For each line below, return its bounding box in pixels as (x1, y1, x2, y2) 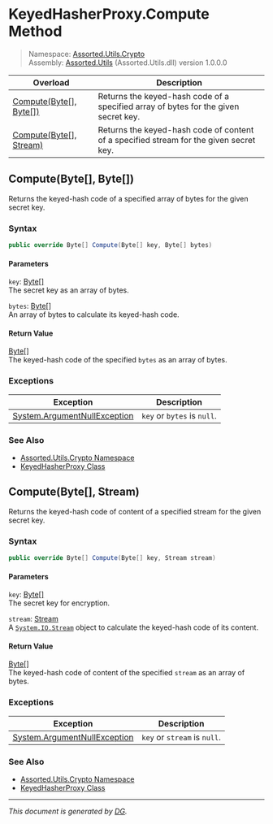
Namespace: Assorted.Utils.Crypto (28, 49, 145, 59)
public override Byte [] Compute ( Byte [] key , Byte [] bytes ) (8, 241, 213, 249)
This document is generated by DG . (8, 806, 128, 816)
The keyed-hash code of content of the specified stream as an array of (8, 668, 245, 678)
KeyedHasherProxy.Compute (8, 5, 210, 24)
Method (8, 22, 63, 41)
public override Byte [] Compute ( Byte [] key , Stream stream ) (8, 554, 217, 562)
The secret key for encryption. (8, 598, 110, 608)
